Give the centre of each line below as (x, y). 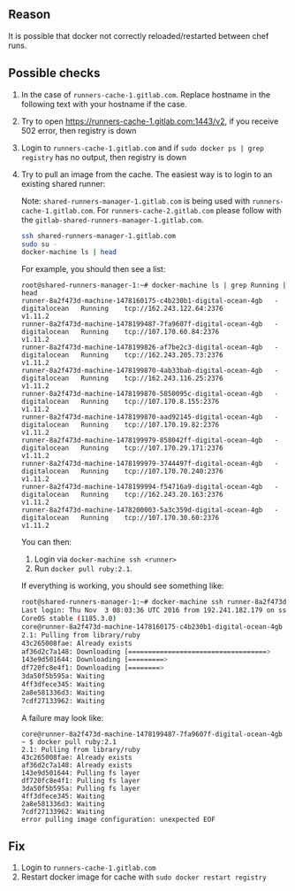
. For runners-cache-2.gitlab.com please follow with (187, 210)
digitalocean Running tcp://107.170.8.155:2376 (120, 402)
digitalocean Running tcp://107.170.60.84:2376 (120, 332)
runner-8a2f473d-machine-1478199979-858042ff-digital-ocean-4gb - (150, 441)
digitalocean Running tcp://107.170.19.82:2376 (120, 425)
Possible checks (54, 73)
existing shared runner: (63, 183)
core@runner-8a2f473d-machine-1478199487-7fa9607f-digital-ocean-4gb (152, 734)
